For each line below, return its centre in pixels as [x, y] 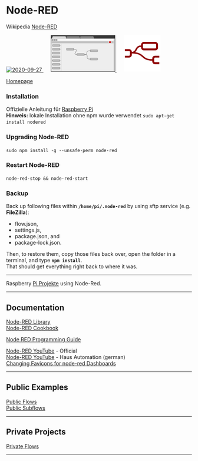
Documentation [35, 307]
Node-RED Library [28, 321]
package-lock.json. [38, 243]
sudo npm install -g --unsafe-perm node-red [62, 150]
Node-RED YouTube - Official [42, 351]
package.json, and [37, 236]
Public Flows [22, 401]
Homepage [20, 81]
